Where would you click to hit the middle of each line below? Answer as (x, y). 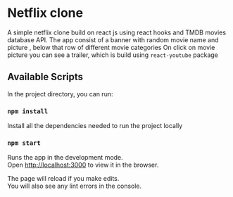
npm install (28, 111)
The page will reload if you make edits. (63, 179)
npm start (24, 143)
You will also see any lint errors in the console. (75, 186)
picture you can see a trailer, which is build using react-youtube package (113, 55)
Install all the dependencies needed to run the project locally (95, 126)
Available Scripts (45, 77)
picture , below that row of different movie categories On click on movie (111, 47)
